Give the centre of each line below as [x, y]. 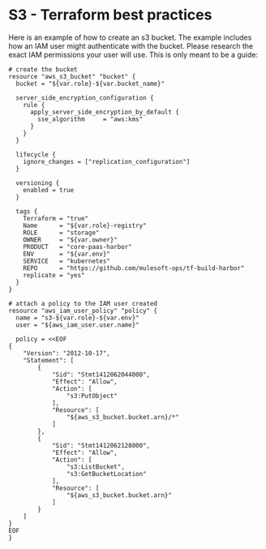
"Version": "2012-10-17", [67, 353]
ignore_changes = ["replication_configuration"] [107, 161]
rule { [34, 105]
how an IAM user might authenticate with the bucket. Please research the [131, 45]
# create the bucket [43, 69]
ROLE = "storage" [61, 233]
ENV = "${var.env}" [67, 254]
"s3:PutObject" [92, 396]
